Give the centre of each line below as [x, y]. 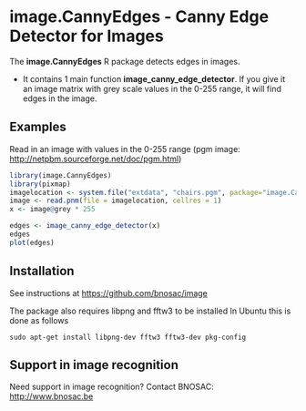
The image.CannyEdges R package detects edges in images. [125, 61]
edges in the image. [60, 98]
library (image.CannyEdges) [61, 175]
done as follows [39, 320]
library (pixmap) [40, 184]
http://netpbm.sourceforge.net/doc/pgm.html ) [96, 159]
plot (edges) [32, 242]
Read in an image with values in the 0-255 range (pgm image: [125, 149]
